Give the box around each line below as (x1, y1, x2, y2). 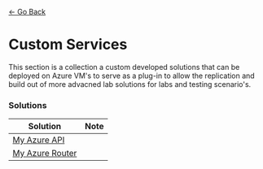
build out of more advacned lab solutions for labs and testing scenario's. (8, 79, 252, 89)
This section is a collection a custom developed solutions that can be (8, 62, 240, 71)
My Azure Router (12, 148, 77, 159)
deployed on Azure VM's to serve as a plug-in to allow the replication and (8, 71, 255, 80)
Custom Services (8, 36, 128, 54)
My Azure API (12, 134, 65, 145)
